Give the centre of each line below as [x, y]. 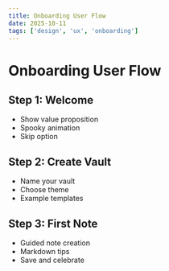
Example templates [52, 199]
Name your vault [47, 181]
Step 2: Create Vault [60, 162]
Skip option [39, 137]
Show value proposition [59, 119]
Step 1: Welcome [51, 100]
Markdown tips [45, 251]
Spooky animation [50, 128]
